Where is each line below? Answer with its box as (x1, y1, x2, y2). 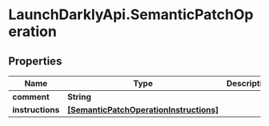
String (66, 92, 92, 102)
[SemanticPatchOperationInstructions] (66, 104, 219, 115)
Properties (8, 54, 62, 68)
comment (12, 92, 50, 102)
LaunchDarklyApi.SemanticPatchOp (8, 6, 254, 24)
